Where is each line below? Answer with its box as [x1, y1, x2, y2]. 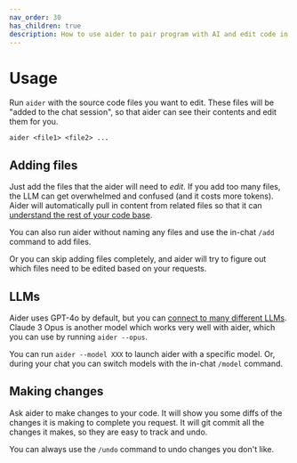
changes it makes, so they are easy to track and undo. [9, 426, 208, 437]
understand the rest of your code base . [9, 210, 153, 221]
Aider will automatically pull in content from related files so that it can [9, 200, 262, 211]
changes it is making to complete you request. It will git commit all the [9, 417, 265, 427]
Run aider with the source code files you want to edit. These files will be [9, 97, 275, 108]
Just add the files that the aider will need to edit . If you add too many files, [9, 182, 281, 192]
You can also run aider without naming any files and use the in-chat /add [9, 227, 275, 238]
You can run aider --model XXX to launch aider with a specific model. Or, [9, 348, 276, 359]
